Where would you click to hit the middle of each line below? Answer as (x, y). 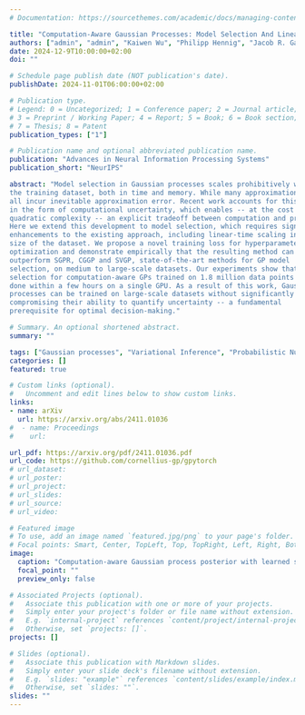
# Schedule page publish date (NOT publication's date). (119, 76)
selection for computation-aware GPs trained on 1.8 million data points (152, 277)
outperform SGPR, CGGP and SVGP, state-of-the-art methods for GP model (150, 260)
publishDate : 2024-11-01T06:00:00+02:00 (87, 84)
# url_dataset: (38, 470)
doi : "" (24, 60)
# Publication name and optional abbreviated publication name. (133, 151)
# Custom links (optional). (63, 386)
